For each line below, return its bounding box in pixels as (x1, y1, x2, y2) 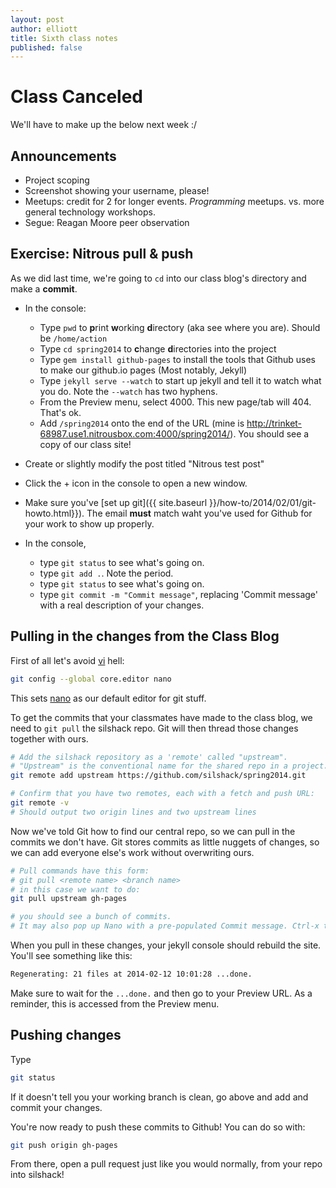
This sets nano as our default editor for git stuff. (10, 692, 207, 704)
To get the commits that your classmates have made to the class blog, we (10, 711, 313, 723)
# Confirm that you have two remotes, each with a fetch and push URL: (10, 789, 315, 799)
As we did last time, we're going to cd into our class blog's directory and (10, 272, 307, 284)
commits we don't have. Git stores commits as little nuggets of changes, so (10, 836, 320, 848)
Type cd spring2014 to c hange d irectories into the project (39, 342, 277, 355)
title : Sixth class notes (10, 33, 118, 43)
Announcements (10, 147, 117, 165)
